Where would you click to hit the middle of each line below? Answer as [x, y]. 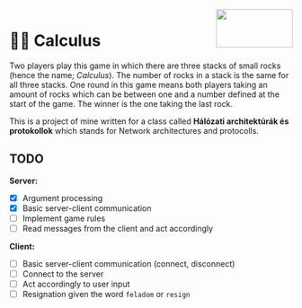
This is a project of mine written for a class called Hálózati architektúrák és [149, 121]
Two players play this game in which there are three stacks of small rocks [145, 66]
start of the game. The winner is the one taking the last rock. [121, 103]
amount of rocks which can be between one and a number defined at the [145, 94]
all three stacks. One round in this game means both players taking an [138, 84]
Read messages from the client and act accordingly [118, 228]
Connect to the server [63, 274]
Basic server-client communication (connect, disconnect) [129, 264]
